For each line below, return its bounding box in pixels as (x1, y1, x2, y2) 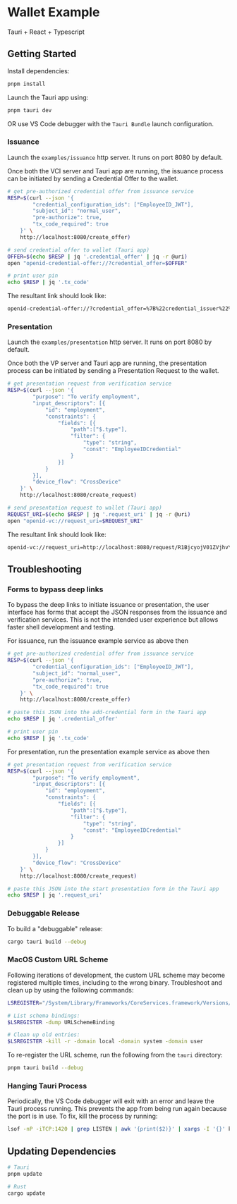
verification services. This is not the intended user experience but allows (7, 615, 219, 624)
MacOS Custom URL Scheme (7, 954, 109, 964)
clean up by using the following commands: (7, 985, 134, 994)
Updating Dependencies (7, 1145, 116, 1157)
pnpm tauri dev (7, 106, 52, 113)
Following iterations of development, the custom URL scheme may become (7, 971, 226, 979)
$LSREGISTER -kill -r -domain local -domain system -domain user (7, 1038, 203, 1045)
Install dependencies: (7, 66, 70, 75)
